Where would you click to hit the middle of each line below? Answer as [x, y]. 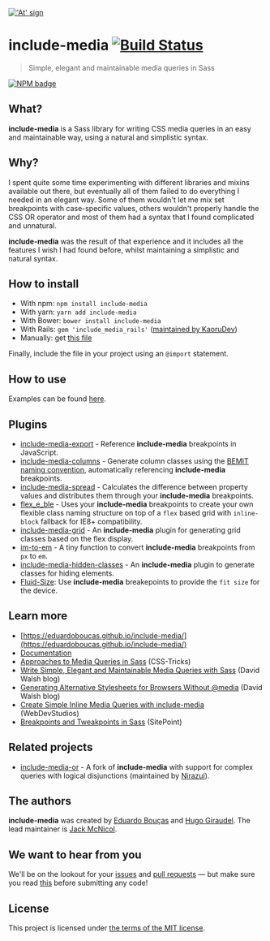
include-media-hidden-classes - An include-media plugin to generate [137, 565]
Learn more [38, 616]
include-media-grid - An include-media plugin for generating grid [130, 530]
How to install [44, 284]
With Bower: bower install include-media [90, 321]
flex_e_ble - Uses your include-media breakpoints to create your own [137, 504]
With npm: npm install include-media [84, 304]
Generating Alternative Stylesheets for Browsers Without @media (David [141, 687]
